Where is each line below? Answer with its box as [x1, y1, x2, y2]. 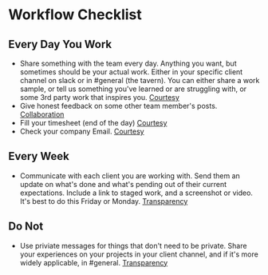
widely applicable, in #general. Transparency [19, 257, 168, 267]
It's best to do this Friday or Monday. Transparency [19, 196, 188, 205]
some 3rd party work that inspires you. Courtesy [19, 93, 179, 102]
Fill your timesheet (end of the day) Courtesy [19, 118, 167, 127]
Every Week [8, 149, 69, 163]
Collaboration [19, 110, 65, 119]
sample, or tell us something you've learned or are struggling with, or [19, 84, 247, 94]
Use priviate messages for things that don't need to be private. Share [19, 241, 247, 250]
